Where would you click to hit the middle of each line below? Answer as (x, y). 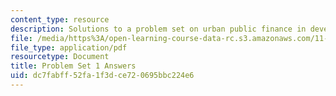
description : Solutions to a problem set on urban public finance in (158, 29)
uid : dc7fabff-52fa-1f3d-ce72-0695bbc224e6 (102, 76)
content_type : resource (60, 19)
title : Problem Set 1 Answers (73, 66)
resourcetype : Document (60, 57)
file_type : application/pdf (69, 47)
